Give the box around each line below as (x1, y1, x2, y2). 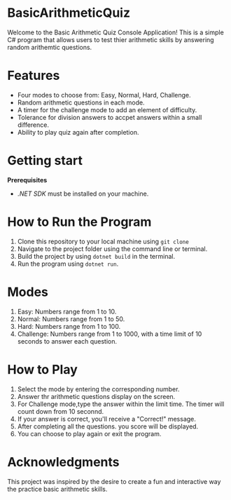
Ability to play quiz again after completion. (17, 128, 139, 136)
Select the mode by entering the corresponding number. (17, 384, 180, 393)
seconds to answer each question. (17, 337, 118, 345)
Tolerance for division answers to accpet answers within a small (17, 113, 202, 121)
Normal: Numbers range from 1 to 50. (17, 314, 125, 323)
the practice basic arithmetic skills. (7, 485, 108, 493)
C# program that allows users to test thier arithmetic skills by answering (7, 35, 215, 43)
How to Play (7, 361, 78, 377)
